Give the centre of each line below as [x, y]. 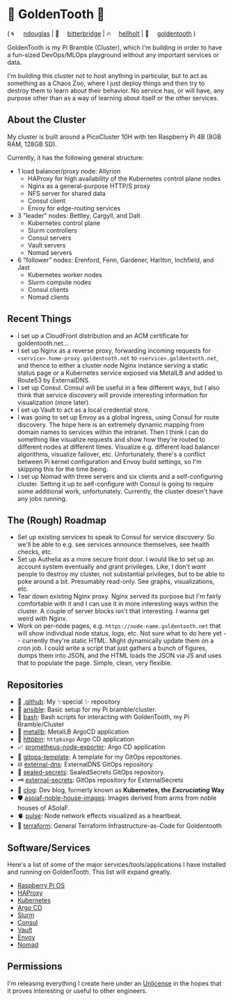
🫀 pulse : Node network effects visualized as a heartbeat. [99, 816]
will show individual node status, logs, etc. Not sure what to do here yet [120, 633]
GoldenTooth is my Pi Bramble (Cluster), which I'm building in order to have [115, 47]
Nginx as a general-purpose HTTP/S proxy [89, 186]
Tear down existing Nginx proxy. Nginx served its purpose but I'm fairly [119, 596]
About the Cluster [47, 120]
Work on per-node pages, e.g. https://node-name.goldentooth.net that [119, 626]
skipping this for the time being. [63, 469]
